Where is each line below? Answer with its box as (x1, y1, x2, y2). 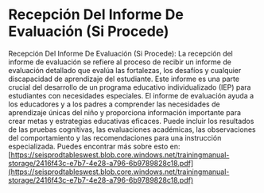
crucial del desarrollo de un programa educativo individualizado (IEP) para (8, 82, 251, 92)
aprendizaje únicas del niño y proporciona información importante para (8, 107, 241, 117)
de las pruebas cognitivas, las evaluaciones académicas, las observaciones (8, 125, 256, 134)
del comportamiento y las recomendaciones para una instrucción (8, 133, 222, 142)
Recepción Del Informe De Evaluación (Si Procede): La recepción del (8, 48, 233, 58)
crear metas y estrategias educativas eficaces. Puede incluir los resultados (8, 116, 254, 125)
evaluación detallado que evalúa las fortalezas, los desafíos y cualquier (8, 65, 242, 75)
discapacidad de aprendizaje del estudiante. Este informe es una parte (8, 74, 240, 83)
